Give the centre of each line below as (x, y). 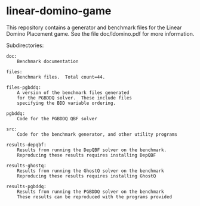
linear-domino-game (59, 11)
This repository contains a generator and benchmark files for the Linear (94, 27)
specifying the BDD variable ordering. (67, 103)
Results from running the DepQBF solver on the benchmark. (92, 150)
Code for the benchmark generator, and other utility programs (97, 134)
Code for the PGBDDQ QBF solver (57, 118)
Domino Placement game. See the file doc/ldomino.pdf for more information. (100, 33)
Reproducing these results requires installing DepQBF (87, 155)
